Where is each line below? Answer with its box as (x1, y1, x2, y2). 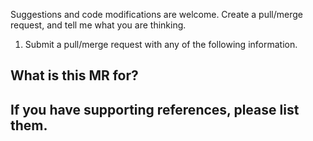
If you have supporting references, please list (10, 101, 300, 118)
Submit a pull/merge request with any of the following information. (24, 39, 298, 50)
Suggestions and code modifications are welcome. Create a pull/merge (10, 9, 304, 20)
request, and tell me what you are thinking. (10, 19, 187, 31)
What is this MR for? (10, 67, 139, 84)
